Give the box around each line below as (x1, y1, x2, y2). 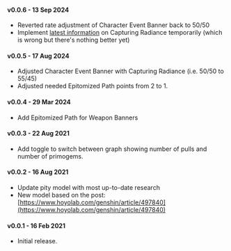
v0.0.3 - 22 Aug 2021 (7, 129, 70, 138)
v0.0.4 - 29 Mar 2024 (7, 98, 71, 106)
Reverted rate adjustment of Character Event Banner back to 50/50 (17, 21, 210, 29)
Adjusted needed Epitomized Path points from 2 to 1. (17, 82, 168, 90)
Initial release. (17, 237, 58, 245)
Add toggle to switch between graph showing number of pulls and (17, 145, 207, 153)
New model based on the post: (17, 191, 106, 200)
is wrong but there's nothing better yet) (17, 35, 130, 44)
